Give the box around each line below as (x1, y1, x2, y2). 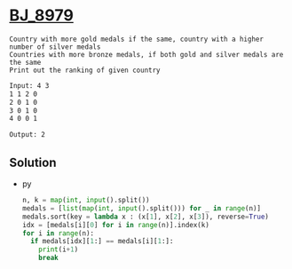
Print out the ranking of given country (9, 66, 162, 75)
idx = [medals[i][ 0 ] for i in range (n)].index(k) (21, 220, 210, 229)
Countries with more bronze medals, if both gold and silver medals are (9, 50, 284, 59)
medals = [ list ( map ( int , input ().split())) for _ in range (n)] (21, 203, 262, 213)
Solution (9, 154, 57, 170)
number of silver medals (9, 42, 101, 51)
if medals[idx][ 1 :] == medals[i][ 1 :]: (30, 237, 174, 246)
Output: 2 (9, 131, 46, 139)
